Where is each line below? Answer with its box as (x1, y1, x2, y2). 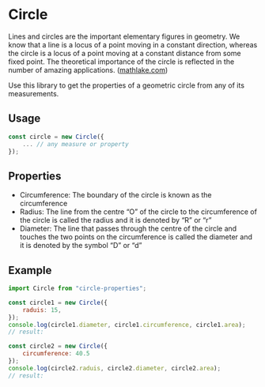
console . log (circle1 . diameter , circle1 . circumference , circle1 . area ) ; (8, 321, 246, 329)
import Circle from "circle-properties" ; (8, 284, 147, 292)
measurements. (8, 88, 59, 98)
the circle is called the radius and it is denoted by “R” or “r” (19, 216, 212, 225)
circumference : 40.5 (22, 350, 90, 358)
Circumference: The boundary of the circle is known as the (19, 190, 212, 200)
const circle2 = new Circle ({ (8, 342, 108, 351)
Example (8, 263, 52, 277)
